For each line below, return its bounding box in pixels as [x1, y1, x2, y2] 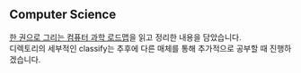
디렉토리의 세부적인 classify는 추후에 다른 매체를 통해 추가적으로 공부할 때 [9, 43, 268, 53]
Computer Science [9, 7, 117, 22]
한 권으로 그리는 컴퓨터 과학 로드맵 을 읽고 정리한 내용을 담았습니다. [9, 31, 242, 43]
